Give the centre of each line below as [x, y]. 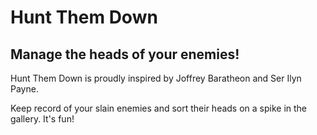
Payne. [24, 89]
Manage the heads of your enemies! [125, 54]
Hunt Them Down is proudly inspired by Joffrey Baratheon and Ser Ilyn [156, 78]
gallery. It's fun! [42, 119]
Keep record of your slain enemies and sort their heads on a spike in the [159, 108]
